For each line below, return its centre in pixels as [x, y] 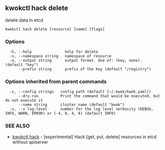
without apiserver [30, 142]
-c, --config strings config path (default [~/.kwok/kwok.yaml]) [81, 92]
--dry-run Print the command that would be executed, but [89, 96]
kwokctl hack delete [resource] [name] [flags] [55, 29]
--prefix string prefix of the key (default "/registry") [85, 69]
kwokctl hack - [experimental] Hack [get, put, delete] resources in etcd [84, 137]
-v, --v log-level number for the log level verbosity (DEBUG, [82, 109]
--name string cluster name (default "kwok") [71, 105]
